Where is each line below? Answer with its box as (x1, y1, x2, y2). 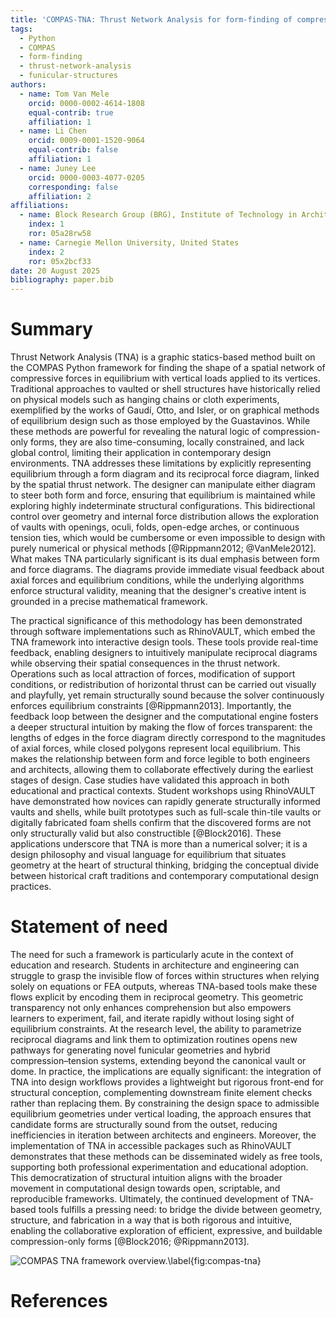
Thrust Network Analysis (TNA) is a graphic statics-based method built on (10, 351, 316, 363)
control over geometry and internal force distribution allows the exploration (10, 511, 319, 523)
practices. (10, 881, 52, 893)
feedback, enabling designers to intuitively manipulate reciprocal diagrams (10, 647, 318, 659)
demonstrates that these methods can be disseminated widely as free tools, (10, 1151, 323, 1162)
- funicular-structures (19, 71, 118, 81)
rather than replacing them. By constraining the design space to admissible (10, 1097, 320, 1109)
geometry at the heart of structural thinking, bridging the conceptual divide (10, 859, 320, 871)
